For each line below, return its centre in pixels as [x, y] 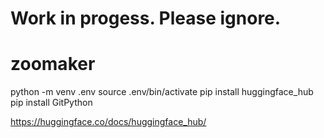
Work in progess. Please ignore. [146, 18]
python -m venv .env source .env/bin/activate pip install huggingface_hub [162, 92]
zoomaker [53, 64]
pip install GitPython [51, 103]
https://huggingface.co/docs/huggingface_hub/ [108, 122]
